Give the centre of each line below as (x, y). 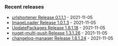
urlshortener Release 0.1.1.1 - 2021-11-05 (52, 18)
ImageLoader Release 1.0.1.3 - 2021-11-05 (54, 23)
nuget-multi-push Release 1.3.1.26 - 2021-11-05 (59, 33)
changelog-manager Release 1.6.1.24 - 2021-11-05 (62, 38)
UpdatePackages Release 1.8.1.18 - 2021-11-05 (59, 28)
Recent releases (24, 7)
